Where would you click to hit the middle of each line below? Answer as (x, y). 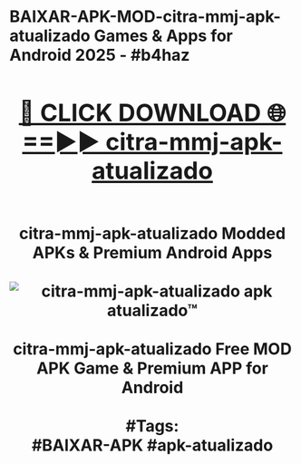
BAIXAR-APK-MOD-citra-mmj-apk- (145, 17)
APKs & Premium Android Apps (152, 252)
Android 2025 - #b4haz (100, 55)
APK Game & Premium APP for (152, 368)
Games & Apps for (164, 36)
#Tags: (152, 425)
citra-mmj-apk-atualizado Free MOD (152, 348)
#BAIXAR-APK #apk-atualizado (152, 445)
